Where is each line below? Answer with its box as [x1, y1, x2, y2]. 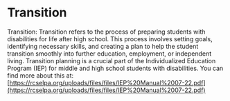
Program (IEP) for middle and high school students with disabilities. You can [7, 64, 224, 72]
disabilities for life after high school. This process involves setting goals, [7, 34, 213, 43]
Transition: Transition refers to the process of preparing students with [7, 27, 206, 36]
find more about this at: [7, 71, 74, 80]
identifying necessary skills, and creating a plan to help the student [7, 42, 199, 50]
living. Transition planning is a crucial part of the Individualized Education [7, 56, 216, 65]
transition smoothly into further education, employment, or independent [7, 49, 212, 58]
